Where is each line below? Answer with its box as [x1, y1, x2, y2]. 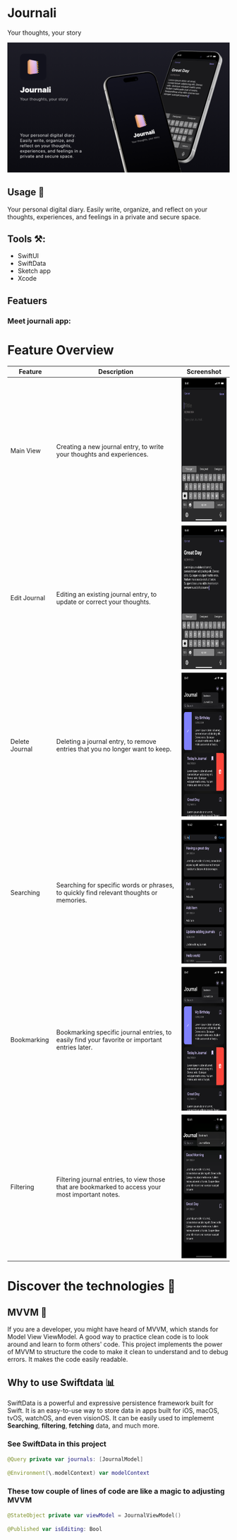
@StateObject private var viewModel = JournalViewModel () [7, 1512, 181, 1519]
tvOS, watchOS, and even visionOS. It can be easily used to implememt [7, 1413, 214, 1422]
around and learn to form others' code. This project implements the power [7, 1340, 223, 1348]
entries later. [56, 1043, 93, 1051]
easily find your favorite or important [56, 1035, 162, 1044]
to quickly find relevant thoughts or [56, 888, 158, 897]
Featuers [7, 295, 48, 307]
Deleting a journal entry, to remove [56, 737, 157, 745]
